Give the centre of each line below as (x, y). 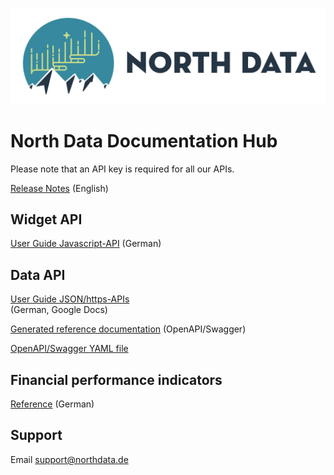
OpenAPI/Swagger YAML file (69, 349)
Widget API (46, 219)
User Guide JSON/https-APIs (70, 299)
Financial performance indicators (116, 379)
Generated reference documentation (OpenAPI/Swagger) (128, 329)
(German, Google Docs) (59, 310)
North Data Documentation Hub (144, 140)
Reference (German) (52, 404)
